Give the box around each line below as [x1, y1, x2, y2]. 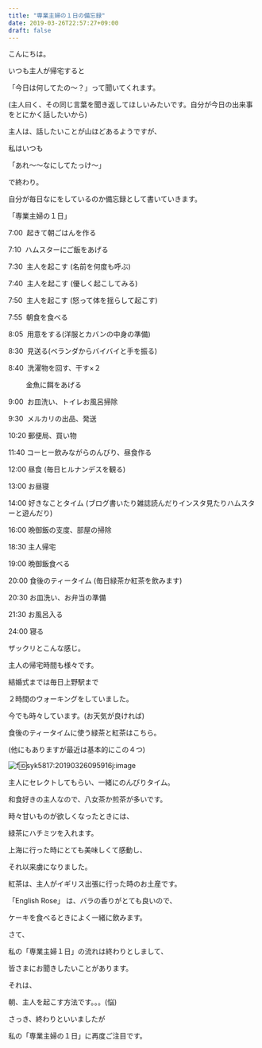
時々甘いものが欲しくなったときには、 [8, 812, 133, 821]
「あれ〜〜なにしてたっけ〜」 [8, 161, 106, 170]
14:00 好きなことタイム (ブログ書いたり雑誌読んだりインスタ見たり [8, 499, 228, 508]
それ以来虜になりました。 [8, 862, 92, 871]
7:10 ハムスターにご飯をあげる [8, 245, 109, 254]
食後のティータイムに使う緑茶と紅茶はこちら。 [8, 728, 161, 738]
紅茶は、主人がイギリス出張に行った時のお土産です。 [8, 879, 182, 889]
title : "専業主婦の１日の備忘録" [8, 11, 106, 20]
